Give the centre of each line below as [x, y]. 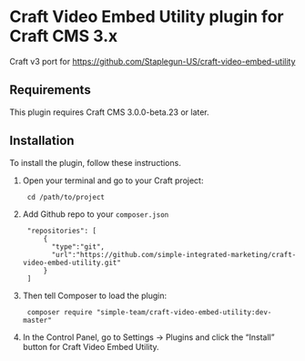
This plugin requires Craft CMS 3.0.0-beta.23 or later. [109, 112]
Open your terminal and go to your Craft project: [113, 180]
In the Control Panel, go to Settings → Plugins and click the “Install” [148, 337]
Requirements [50, 90]
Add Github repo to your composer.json [96, 214]
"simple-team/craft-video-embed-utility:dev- [184, 312]
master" [37, 320]
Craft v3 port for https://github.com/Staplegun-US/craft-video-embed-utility [152, 61]
